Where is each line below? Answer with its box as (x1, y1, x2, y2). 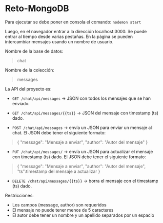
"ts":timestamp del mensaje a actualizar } (17, 168, 101, 174)
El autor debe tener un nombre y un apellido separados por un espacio (12, 212, 155, 218)
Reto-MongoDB (5, 3, 69, 14)
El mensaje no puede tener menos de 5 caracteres (12, 207, 114, 213)
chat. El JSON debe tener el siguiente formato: (12, 130, 106, 135)
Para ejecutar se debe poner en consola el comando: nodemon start (5, 19, 142, 25)
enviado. (12, 100, 30, 106)
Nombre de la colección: (5, 67, 55, 73)
